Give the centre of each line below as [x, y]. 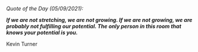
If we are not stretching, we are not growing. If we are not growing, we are [99, 20]
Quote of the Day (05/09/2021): [45, 9]
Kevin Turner [22, 44]
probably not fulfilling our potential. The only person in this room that [94, 26]
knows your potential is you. [42, 32]
